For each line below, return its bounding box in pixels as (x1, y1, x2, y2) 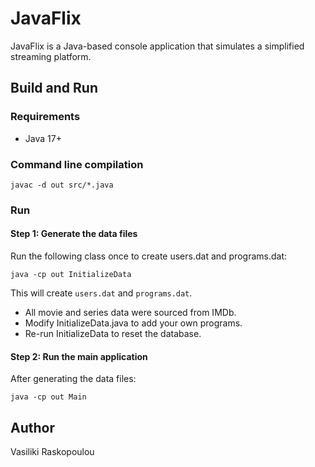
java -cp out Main (10, 392, 87, 402)
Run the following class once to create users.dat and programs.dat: (10, 250, 288, 262)
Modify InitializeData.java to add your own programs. (24, 317, 243, 329)
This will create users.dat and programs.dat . (10, 287, 193, 299)
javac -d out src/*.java (10, 180, 114, 190)
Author (10, 419, 55, 436)
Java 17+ (24, 132, 62, 144)
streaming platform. (10, 50, 92, 62)
